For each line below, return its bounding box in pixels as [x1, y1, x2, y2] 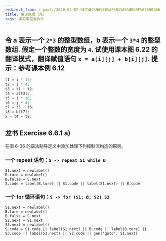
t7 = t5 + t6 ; [5, 105, 35, 110]
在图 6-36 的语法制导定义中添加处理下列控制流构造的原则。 [5, 143, 126, 149]
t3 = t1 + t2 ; [5, 86, 35, 92]
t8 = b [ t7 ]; [5, 109, 30, 114]
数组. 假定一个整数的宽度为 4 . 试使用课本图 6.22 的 [5, 45, 158, 53]
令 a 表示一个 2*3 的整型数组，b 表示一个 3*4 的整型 [5, 36, 161, 45]
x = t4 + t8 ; [5, 114, 32, 119]
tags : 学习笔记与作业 [5, 16, 44, 21]
